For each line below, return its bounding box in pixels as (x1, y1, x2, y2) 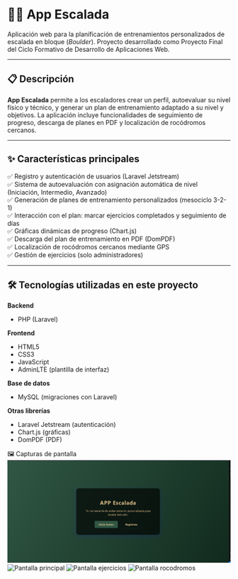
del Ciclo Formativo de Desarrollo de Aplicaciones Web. (7, 45, 170, 53)
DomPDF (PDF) (17, 435, 62, 444)
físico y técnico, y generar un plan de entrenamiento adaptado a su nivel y (7, 103, 225, 112)
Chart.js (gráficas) (17, 428, 71, 436)
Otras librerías (7, 406, 51, 415)
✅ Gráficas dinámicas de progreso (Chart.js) (7, 227, 137, 235)
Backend (7, 301, 34, 310)
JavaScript (17, 358, 50, 367)
